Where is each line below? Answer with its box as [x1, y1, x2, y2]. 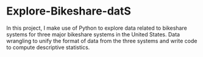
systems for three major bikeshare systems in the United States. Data [6, 30, 180, 38]
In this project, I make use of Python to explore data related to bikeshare [6, 24, 187, 32]
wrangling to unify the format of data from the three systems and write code [6, 37, 198, 44]
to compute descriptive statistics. [6, 44, 90, 51]
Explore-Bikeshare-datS [6, 4, 131, 18]
